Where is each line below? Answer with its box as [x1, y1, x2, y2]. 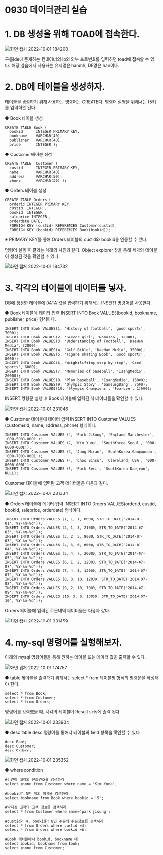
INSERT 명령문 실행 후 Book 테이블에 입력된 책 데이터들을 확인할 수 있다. [5, 395, 144, 401]
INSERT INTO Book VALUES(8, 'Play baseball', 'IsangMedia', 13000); [5, 378, 148, 383]
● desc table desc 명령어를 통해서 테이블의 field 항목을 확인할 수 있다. [5, 729, 141, 735]
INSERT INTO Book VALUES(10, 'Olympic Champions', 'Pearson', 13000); [5, 386, 152, 391]
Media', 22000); [5, 343, 38, 348]
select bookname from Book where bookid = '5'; [5, 795, 104, 800]
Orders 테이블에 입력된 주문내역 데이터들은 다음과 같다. [5, 608, 111, 613]
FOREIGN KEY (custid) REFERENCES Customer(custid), [9, 223, 117, 228]
